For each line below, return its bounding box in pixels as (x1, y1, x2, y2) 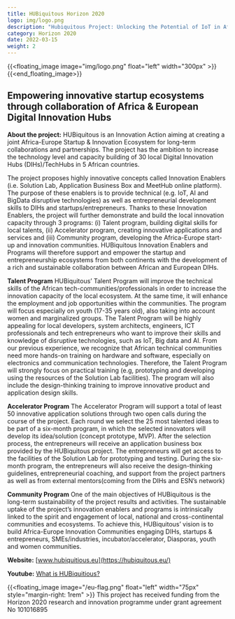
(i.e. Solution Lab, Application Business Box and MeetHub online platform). (7, 181, 222, 189)
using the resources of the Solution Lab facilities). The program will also (7, 373, 215, 382)
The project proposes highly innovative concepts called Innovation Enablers (7, 173, 226, 182)
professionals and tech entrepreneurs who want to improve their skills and (7, 329, 222, 337)
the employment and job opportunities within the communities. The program (7, 299, 227, 307)
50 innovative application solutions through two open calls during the (7, 409, 206, 418)
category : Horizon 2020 (7, 29, 77, 37)
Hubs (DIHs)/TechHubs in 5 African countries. (7, 160, 140, 168)
